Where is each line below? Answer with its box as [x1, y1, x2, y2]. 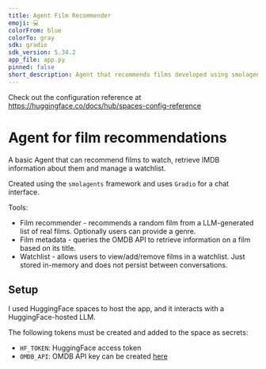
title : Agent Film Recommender [8, 11, 112, 20]
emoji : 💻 [8, 19, 40, 27]
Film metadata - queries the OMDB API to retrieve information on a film [19, 235, 251, 244]
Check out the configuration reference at [8, 92, 142, 102]
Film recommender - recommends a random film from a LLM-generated [19, 217, 254, 227]
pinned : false [8, 63, 55, 71]
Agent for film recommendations [8, 129, 227, 147]
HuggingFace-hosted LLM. [8, 313, 97, 322]
